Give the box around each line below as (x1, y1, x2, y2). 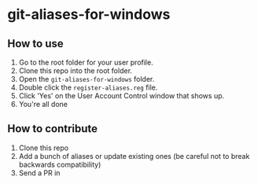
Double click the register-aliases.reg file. (18, 83, 158, 92)
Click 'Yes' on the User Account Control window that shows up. (18, 91, 225, 100)
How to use (7, 37, 64, 50)
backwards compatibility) (18, 160, 101, 169)
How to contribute (7, 122, 98, 135)
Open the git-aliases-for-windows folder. (18, 75, 155, 83)
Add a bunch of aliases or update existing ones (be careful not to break (18, 151, 250, 160)
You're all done (18, 100, 68, 109)
